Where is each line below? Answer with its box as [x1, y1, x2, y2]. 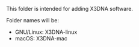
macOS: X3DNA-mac [14, 35, 67, 42]
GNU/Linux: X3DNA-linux [14, 28, 78, 36]
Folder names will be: [6, 17, 59, 23]
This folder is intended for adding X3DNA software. [6, 5, 134, 12]
